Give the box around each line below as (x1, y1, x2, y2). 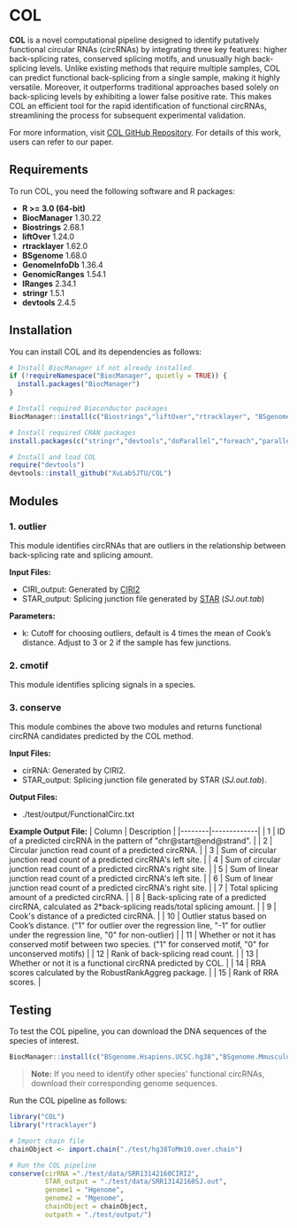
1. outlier (9, 520, 47, 532)
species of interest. (9, 1036, 80, 1046)
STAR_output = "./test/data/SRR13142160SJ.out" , (44, 1177, 227, 1186)
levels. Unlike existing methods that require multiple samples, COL (39, 63, 281, 74)
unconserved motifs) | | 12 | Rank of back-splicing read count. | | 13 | (9, 949, 259, 960)
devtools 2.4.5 (21, 297, 77, 307)
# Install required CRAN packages (9, 428, 137, 437)
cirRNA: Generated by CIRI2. (21, 766, 126, 776)
